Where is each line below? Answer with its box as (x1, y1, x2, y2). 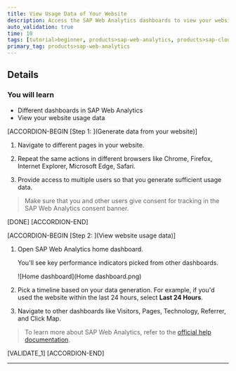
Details (7, 69, 39, 81)
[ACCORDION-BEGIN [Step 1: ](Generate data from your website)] (7, 127, 198, 136)
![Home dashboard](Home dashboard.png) (17, 272, 142, 280)
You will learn (7, 90, 55, 100)
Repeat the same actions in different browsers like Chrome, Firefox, (17, 154, 213, 162)
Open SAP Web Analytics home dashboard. (17, 245, 144, 253)
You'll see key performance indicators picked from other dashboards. (17, 258, 219, 267)
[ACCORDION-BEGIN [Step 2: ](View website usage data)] (7, 231, 176, 240)
